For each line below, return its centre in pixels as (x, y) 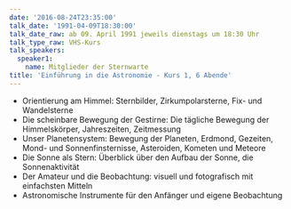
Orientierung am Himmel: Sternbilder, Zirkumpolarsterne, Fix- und (142, 100)
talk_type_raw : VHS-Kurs (55, 42)
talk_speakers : (37, 51)
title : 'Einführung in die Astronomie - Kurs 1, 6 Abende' (121, 76)
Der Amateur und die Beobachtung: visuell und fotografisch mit (138, 176)
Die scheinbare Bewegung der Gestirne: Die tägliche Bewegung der (145, 119)
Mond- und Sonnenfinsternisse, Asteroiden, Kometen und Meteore (144, 148)
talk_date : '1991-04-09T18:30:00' (73, 26)
